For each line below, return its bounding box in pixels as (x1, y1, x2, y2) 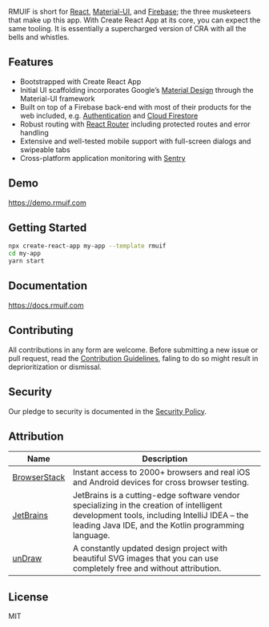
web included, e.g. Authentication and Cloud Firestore (19, 111, 199, 120)
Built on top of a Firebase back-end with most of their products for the (19, 102, 252, 111)
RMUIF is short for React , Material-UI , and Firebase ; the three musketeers (8, 7, 251, 16)
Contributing (8, 324, 74, 337)
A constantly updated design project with (72, 543, 228, 554)
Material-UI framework (19, 94, 95, 103)
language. (72, 530, 110, 541)
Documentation (8, 279, 88, 293)
